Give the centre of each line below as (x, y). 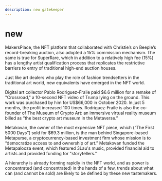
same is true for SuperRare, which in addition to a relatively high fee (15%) (79, 58)
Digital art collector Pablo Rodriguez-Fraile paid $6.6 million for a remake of (81, 92)
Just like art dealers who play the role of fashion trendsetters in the (72, 77)
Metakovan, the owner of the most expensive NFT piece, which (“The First (80, 127)
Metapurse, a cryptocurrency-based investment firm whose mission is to (78, 138)
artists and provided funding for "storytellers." (51, 153)
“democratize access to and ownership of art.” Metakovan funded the (75, 143)
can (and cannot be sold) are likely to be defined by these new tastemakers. (81, 173)
